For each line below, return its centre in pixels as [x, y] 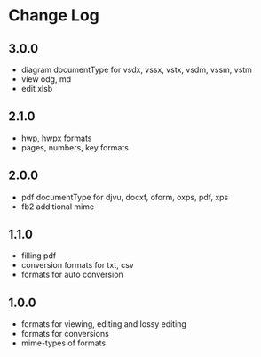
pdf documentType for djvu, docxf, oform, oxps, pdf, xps [125, 197]
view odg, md [46, 79]
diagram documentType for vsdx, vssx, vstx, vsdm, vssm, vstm [136, 69]
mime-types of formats [63, 343]
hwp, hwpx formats [56, 138]
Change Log [54, 16]
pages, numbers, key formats [75, 147]
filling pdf [39, 256]
